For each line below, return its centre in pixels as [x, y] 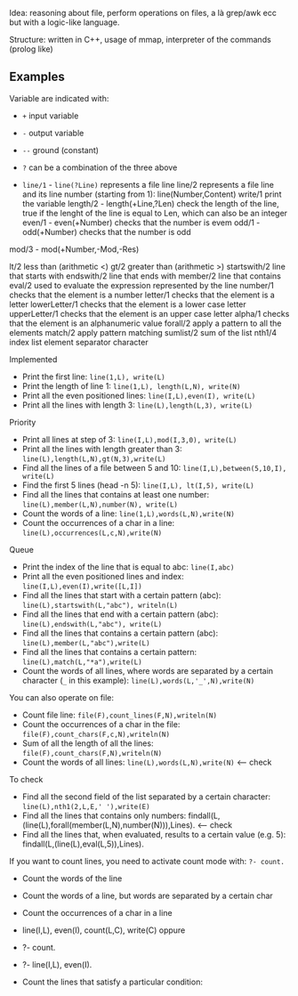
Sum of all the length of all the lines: [88, 743]
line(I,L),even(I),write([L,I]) [82, 587]
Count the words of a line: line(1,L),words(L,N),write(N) [129, 513]
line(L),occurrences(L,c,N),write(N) [92, 533]
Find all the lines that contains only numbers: [104, 815]
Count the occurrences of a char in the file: [101, 724]
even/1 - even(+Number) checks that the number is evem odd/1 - [141, 223]
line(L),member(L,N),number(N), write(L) [100, 505]
